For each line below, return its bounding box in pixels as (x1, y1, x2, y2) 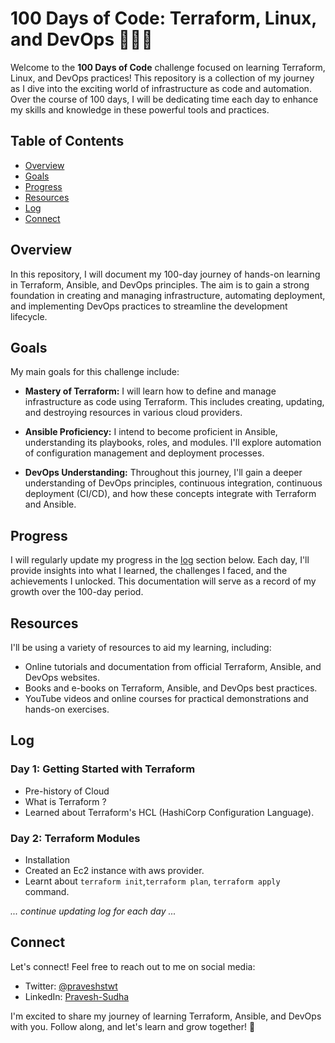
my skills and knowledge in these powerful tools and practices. (10, 103, 270, 116)
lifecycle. (10, 310, 48, 322)
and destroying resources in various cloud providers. (24, 407, 243, 419)
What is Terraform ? (24, 795, 107, 807)
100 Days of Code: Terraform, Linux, (10, 7, 317, 30)
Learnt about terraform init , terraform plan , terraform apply (24, 875, 281, 887)
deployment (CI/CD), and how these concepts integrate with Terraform (24, 488, 317, 500)
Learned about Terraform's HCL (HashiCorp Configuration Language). (24, 806, 315, 818)
